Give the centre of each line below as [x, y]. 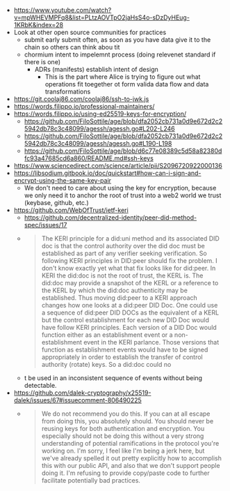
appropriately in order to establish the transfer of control [122, 357]
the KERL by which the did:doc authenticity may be [114, 290]
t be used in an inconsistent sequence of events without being [113, 378]
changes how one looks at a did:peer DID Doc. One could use [130, 305]
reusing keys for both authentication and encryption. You [123, 429]
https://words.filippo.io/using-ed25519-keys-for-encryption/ [100, 114]
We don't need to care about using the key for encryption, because [120, 188]
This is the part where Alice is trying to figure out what [123, 77]
